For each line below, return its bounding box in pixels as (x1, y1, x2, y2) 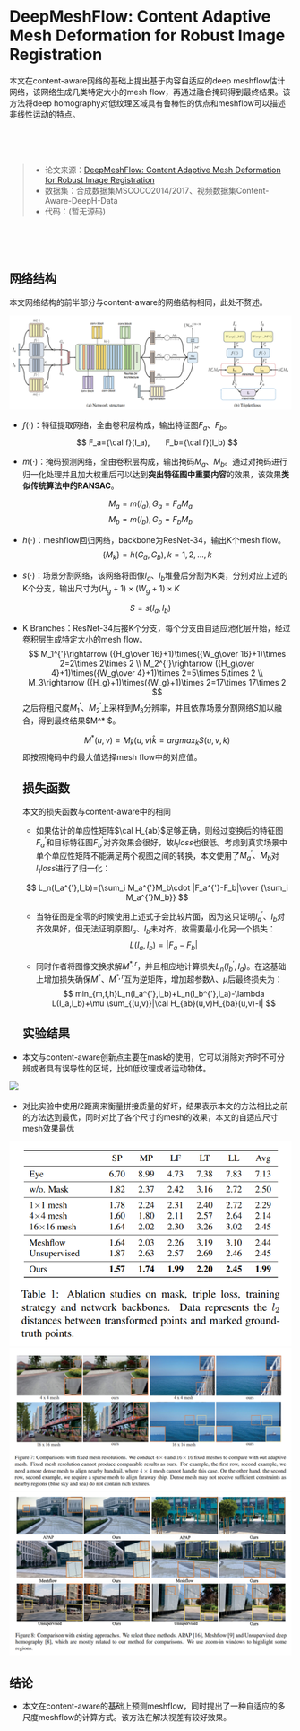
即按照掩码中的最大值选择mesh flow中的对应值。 (21, 752, 202, 763)
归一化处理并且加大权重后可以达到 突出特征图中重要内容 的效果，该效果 (21, 468, 282, 479)
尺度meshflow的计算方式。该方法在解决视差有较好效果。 (21, 1711, 232, 1722)
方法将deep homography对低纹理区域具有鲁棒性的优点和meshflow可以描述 (9, 97, 287, 109)
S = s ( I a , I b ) (129, 602, 172, 616)
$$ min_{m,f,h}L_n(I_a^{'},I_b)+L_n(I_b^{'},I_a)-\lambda (62, 989, 265, 1000)
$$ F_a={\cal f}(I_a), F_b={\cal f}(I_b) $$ (75, 437, 238, 448)
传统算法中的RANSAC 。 (30, 480, 119, 491)
